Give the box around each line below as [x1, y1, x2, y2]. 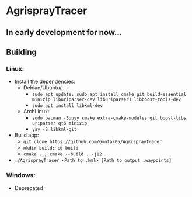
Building [6, 47, 37, 57]
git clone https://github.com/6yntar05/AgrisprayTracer [23, 139, 162, 145]
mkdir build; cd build [23, 145, 79, 151]
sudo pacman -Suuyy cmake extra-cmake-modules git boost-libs [32, 115, 187, 121]
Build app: [14, 132, 39, 139]
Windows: [6, 171, 36, 179]
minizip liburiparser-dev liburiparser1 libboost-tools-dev [32, 96, 181, 103]
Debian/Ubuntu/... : [23, 84, 69, 91]
